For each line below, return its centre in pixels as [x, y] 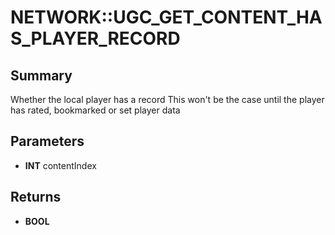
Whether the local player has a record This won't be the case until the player [167, 99]
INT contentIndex [60, 165]
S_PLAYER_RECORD [95, 38]
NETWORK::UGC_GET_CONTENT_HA [166, 17]
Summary [41, 75]
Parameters [47, 141]
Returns [36, 197]
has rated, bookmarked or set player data [95, 110]
